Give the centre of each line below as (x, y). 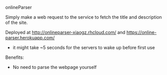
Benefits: (15, 57)
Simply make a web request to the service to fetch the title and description (84, 17)
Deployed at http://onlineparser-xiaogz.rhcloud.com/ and (65, 32)
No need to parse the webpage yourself (55, 67)
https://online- (141, 32)
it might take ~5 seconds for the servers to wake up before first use (84, 47)
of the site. (17, 23)
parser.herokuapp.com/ (30, 38)
